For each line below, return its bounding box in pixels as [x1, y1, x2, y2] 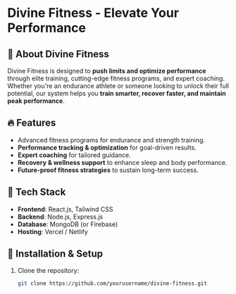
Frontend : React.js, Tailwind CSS [17, 204, 114, 213]
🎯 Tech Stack [7, 186, 66, 198]
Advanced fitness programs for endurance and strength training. [17, 135, 206, 144]
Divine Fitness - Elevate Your [7, 5, 180, 21]
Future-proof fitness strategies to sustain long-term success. [17, 166, 199, 174]
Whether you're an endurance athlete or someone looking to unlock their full [7, 82, 229, 90]
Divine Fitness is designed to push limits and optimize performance [7, 67, 206, 75]
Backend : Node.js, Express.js [17, 212, 104, 221]
